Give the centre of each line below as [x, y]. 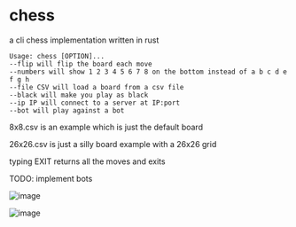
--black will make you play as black [79, 95]
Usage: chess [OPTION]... [57, 56]
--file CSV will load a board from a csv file [97, 87]
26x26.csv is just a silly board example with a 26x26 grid [113, 144]
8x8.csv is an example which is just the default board [106, 127]
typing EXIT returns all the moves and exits [87, 161]
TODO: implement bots [51, 178]
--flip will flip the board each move [81, 64]
